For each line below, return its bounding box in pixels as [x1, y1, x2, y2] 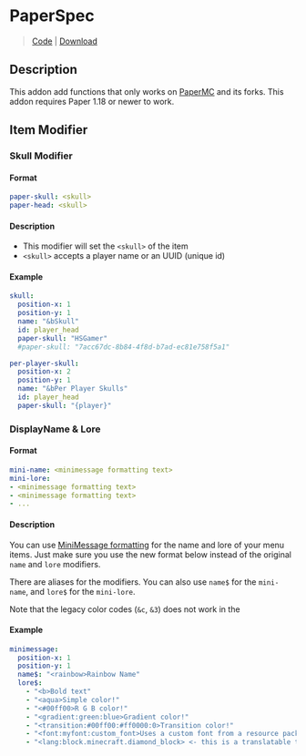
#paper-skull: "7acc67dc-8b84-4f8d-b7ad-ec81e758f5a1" [17, 342, 230, 352]
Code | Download [31, 36, 98, 46]
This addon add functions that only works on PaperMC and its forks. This [9, 86, 284, 97]
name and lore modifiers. [9, 558, 101, 569]
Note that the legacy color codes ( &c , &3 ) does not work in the [9, 603, 240, 615]
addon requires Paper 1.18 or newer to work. [9, 96, 175, 107]
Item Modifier [9, 122, 88, 138]
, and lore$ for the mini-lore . [25, 586, 136, 597]
